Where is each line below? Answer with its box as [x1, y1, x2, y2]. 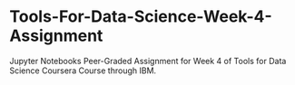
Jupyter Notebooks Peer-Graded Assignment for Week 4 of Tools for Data [9, 55, 287, 66]
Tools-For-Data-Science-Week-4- [9, 6, 272, 27]
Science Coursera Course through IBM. [9, 65, 157, 76]
